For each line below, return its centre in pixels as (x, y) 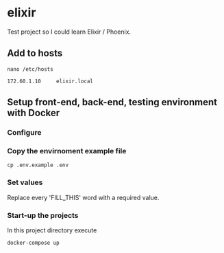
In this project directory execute (52, 230)
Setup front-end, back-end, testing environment (112, 102)
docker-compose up (33, 243)
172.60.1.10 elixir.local (50, 81)
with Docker (34, 113)
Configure (24, 133)
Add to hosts (35, 53)
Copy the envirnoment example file (67, 151)
